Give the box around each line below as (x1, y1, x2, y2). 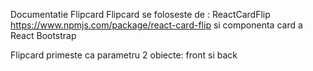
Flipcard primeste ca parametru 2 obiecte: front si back (10, 49, 238, 61)
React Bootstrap (10, 30, 77, 41)
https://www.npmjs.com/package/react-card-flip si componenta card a (10, 19, 303, 31)
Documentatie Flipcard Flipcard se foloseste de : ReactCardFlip (10, 9, 271, 20)
